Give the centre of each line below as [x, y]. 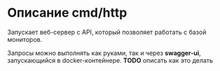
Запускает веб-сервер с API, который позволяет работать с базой [107, 32]
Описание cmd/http [67, 13]
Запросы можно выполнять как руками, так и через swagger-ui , [104, 53]
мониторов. [25, 39]
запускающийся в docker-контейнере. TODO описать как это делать [110, 60]
